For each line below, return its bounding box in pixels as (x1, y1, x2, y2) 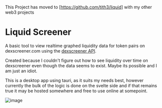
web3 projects (5, 9, 34, 15)
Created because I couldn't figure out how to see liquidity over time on (5, 57, 149, 63)
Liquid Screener (5, 27, 71, 38)
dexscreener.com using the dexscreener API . (5, 48, 97, 54)
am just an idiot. (5, 68, 38, 74)
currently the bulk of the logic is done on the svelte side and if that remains (5, 82, 158, 88)
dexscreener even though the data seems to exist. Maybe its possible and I (5, 62, 158, 68)
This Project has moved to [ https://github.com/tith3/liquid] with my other (5, 4, 152, 10)
